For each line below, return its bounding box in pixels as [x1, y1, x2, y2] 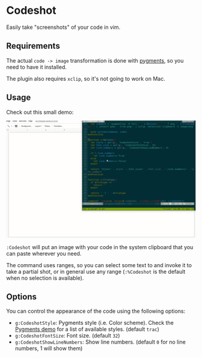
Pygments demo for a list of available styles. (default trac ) [14, 326, 159, 333]
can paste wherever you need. [6, 250, 82, 257]
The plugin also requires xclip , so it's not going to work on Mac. [6, 75, 165, 82]
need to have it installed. [6, 63, 67, 70]
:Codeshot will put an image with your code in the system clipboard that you [6, 243, 194, 250]
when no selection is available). [6, 274, 84, 282]
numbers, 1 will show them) [14, 345, 83, 352]
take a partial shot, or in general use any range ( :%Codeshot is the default [6, 268, 186, 275]
